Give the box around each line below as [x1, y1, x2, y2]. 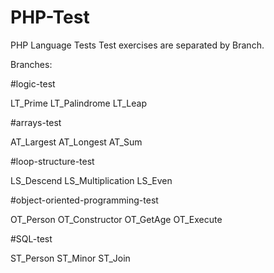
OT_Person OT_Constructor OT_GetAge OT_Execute [10, 213, 223, 225]
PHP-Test [10, 6, 90, 29]
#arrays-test [10, 116, 62, 128]
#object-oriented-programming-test [10, 194, 159, 206]
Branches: [10, 58, 53, 70]
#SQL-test [10, 232, 53, 245]
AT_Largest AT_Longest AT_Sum [10, 136, 143, 148]
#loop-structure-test [10, 155, 95, 167]
